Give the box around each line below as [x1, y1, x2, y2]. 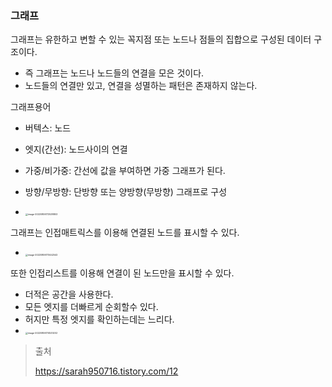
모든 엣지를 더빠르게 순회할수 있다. [24, 301, 159, 313]
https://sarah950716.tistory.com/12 [34, 365, 179, 377]
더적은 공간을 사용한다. [24, 288, 114, 301]
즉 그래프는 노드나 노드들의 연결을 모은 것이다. [24, 67, 205, 79]
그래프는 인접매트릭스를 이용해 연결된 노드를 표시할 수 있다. [10, 227, 240, 239]
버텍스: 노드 [24, 122, 72, 134]
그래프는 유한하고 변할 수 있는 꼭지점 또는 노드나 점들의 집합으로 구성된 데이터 [10, 33, 312, 46]
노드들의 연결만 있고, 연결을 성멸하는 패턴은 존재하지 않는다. [24, 80, 258, 92]
